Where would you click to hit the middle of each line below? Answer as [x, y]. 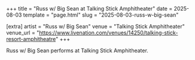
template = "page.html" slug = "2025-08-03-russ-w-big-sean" [101, 15]
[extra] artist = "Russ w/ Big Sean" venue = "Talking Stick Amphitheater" [96, 26]
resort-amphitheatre [31, 39]
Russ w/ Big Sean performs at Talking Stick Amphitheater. [77, 50]
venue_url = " [23, 33]
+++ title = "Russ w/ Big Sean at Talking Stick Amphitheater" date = [89, 9]
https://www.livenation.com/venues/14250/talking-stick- [108, 33]
